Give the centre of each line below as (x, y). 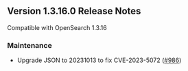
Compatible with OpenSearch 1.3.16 (57, 27)
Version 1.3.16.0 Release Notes (74, 11)
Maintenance (30, 45)
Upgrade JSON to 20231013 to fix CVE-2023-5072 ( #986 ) (99, 60)
